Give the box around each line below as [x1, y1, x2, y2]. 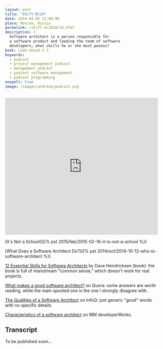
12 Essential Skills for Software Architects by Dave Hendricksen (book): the [5, 262, 155, 268]
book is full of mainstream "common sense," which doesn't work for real [5, 268, 149, 274]
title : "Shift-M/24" [5, 12, 47, 17]
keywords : [5, 52, 25, 57]
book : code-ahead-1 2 [5, 48, 49, 53]
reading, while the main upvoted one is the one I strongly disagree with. [5, 288, 148, 294]
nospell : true [5, 79, 34, 84]
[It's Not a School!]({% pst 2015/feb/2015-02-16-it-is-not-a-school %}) [5, 239, 147, 244]
